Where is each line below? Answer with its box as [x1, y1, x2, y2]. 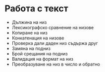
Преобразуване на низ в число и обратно [11, 61, 100, 67]
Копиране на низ [11, 30, 48, 36]
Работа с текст [4, 3, 68, 14]
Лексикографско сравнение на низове [11, 24, 94, 30]
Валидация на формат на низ [11, 56, 74, 62]
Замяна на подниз [11, 45, 51, 51]
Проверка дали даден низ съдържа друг [11, 40, 98, 46]
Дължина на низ [11, 19, 47, 25]
